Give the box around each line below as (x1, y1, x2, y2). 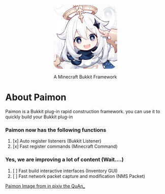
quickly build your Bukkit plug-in (5, 114, 73, 120)
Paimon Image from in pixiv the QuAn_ (5, 183, 85, 189)
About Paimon (5, 91, 67, 103)
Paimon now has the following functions (5, 126, 107, 134)
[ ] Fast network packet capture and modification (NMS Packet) (12, 173, 146, 179)
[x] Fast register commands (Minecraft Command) (12, 143, 118, 149)
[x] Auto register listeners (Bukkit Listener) (12, 138, 102, 144)
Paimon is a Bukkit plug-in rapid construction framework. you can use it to (5, 108, 160, 114)
